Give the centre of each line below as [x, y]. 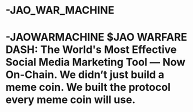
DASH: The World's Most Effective [91, 50]
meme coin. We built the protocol [88, 88]
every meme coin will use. [71, 100]
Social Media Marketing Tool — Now [96, 62]
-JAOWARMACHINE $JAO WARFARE [96, 37]
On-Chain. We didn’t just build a [85, 75]
